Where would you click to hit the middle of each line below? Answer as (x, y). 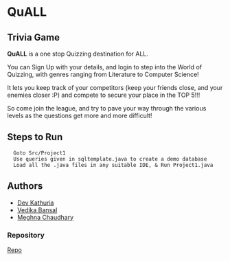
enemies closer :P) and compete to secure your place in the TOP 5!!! (104, 95)
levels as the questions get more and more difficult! (80, 115)
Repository (26, 235)
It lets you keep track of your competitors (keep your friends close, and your (115, 88)
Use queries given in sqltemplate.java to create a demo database (110, 159)
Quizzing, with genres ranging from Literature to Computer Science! (103, 74)
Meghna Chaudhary (45, 217)
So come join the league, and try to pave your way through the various (107, 108)
